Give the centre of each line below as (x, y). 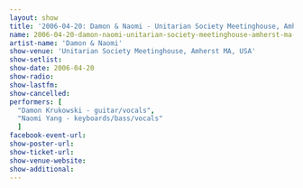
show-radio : (32, 77)
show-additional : (42, 169)
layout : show (34, 18)
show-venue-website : (48, 160)
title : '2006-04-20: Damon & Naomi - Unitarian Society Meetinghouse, (145, 26)
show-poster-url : (42, 144)
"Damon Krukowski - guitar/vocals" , (86, 110)
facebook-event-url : (48, 136)
